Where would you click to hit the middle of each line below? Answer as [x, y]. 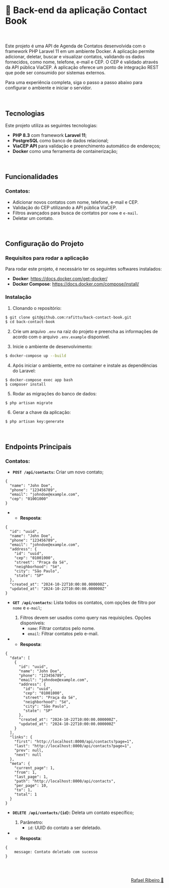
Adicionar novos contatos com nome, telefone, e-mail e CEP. [75, 202]
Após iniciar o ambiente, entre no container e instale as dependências [85, 366]
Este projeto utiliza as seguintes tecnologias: [51, 125]
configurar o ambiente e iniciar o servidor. [49, 88]
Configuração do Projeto [45, 244]
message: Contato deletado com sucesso [56, 852]
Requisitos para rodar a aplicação [47, 258]
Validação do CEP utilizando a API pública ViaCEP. [65, 207]
